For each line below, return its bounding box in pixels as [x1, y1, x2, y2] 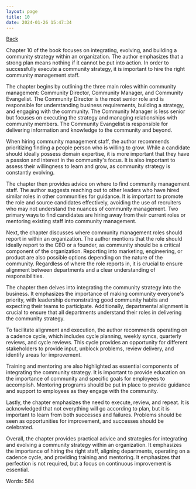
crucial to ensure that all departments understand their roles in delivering [6, 309, 182, 316]
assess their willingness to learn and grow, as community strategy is [6, 163, 171, 170]
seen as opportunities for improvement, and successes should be [6, 418, 164, 425]
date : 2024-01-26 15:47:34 [6, 19, 72, 25]
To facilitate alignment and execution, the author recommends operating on [6, 326, 188, 334]
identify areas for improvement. [6, 351, 82, 358]
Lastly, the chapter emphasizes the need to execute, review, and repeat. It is [6, 399, 190, 406]
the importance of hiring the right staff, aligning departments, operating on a [6, 447, 190, 454]
